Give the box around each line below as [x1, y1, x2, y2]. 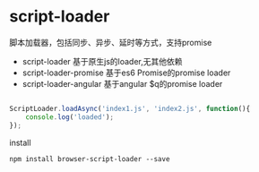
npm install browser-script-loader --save [9, 154, 170, 163]
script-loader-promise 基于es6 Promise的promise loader [22, 67, 231, 78]
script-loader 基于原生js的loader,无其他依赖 [22, 56, 183, 66]
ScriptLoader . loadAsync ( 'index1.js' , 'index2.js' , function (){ [9, 104, 251, 113]
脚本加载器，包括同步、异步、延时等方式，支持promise [9, 37, 212, 47]
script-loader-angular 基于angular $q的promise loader [22, 78, 223, 89]
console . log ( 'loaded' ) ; [25, 112, 115, 122]
